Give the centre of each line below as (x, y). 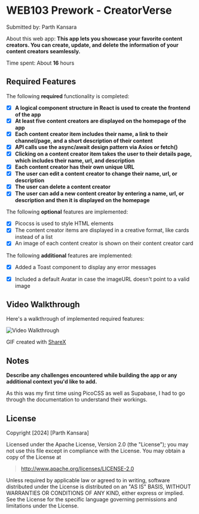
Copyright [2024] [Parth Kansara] (48, 433)
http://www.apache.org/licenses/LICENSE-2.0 (77, 469)
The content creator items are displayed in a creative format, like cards (102, 230)
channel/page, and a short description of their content (84, 141)
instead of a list (34, 237)
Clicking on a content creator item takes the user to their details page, (103, 154)
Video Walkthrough (43, 305)
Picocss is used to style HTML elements (64, 223)
